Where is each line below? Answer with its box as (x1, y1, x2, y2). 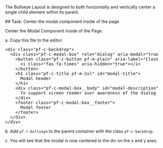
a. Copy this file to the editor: (5, 37, 63, 43)
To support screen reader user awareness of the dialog (20, 90, 156, 96)
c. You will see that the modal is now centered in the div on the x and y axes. (5, 138, 158, 143)
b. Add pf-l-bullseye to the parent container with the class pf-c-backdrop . (5, 128, 154, 134)
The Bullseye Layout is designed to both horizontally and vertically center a (5, 4, 155, 10)
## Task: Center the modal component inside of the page (5, 19, 120, 24)
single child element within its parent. (5, 9, 80, 15)
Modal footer (20, 105, 51, 110)
